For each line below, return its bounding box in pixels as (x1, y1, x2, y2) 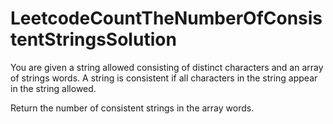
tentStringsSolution (10, 28, 177, 51)
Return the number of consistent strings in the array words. (10, 102, 255, 114)
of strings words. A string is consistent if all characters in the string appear (10, 72, 318, 84)
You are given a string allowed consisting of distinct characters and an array (10, 61, 324, 73)
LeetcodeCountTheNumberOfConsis (10, 7, 323, 30)
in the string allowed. (10, 82, 97, 94)
